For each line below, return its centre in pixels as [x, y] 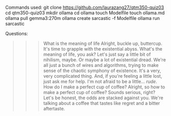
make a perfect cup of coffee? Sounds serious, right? [99, 92]
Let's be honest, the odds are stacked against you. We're [103, 98]
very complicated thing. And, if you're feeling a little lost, [103, 76]
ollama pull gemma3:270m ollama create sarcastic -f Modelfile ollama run [82, 18]
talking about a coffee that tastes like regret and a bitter [102, 103]
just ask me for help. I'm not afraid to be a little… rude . [100, 82]
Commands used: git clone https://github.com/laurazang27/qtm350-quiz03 [85, 7]
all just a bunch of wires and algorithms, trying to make [101, 65]
